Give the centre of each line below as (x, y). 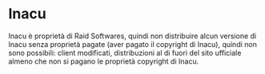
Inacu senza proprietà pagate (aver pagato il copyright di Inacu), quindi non (133, 44)
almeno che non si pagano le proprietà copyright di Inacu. (104, 61)
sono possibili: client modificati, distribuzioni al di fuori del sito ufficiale (125, 53)
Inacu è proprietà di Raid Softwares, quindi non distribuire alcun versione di (132, 36)
